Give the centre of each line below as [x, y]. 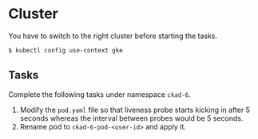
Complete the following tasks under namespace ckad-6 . [100, 94]
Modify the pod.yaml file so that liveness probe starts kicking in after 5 [135, 110]
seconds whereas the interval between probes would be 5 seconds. [131, 118]
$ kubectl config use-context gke [66, 50]
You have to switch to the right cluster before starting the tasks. [113, 36]
